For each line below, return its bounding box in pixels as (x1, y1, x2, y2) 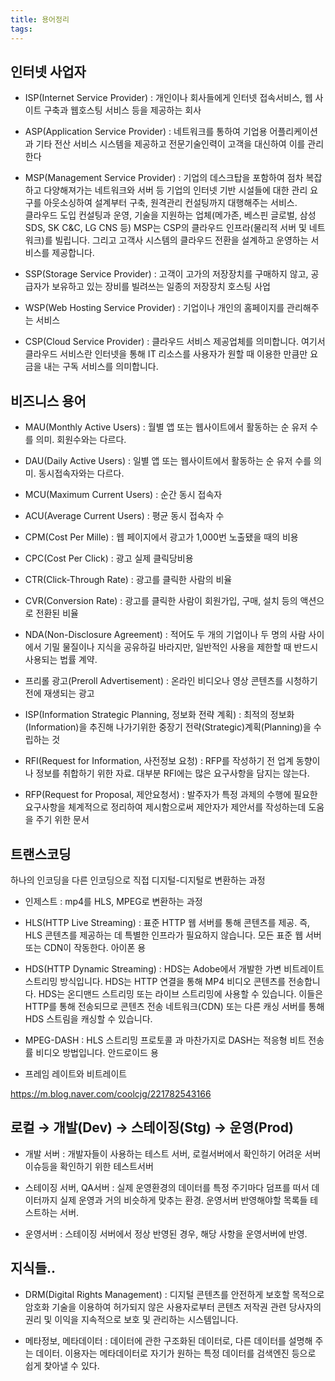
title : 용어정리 (10, 14, 70, 25)
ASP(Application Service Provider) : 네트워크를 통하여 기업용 (24, 126, 268, 138)
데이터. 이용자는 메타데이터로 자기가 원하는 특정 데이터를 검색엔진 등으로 (35, 1347, 317, 1359)
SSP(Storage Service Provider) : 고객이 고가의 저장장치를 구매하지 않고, (24, 268, 309, 280)
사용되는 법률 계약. (24, 654, 98, 666)
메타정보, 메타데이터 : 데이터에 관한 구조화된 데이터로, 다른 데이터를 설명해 (24, 1334, 313, 1346)
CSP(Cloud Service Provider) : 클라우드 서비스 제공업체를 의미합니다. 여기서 (24, 336, 326, 348)
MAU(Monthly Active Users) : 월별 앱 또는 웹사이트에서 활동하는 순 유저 (24, 421, 308, 433)
